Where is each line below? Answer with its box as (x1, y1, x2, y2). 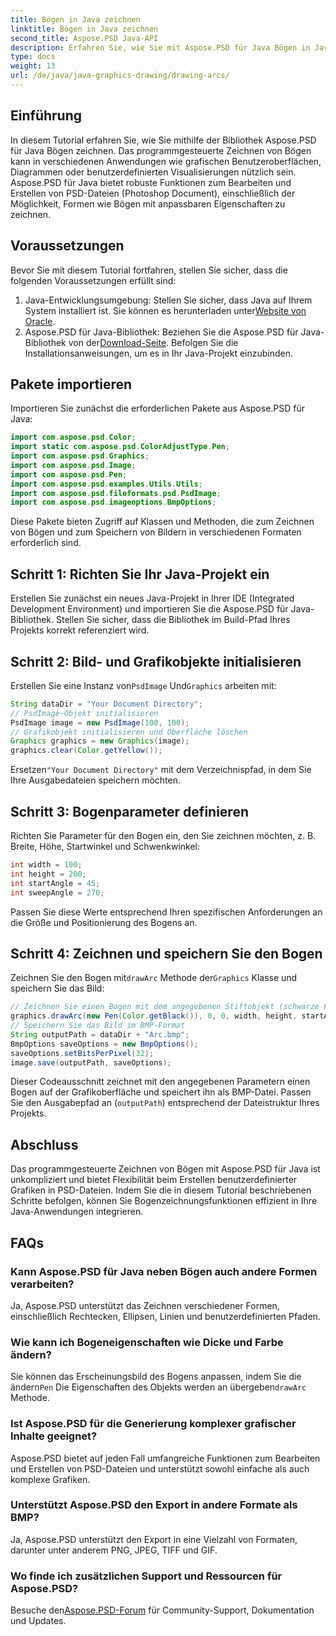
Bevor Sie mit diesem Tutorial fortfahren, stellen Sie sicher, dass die (10, 264, 288, 276)
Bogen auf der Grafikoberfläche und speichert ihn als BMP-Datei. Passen (10, 1086, 312, 1098)
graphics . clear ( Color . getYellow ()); (10, 746, 163, 756)
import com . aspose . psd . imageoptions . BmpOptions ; (10, 497, 217, 508)
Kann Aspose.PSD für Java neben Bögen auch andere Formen (10, 1264, 318, 1278)
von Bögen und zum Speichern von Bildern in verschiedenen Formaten (10, 526, 302, 538)
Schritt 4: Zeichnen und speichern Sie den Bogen (10, 945, 323, 962)
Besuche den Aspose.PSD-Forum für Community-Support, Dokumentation (10, 1604, 315, 1616)
